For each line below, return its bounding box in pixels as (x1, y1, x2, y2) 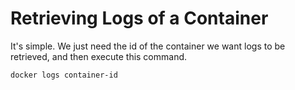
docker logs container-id (10, 70, 118, 80)
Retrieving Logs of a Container (10, 7, 269, 30)
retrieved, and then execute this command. (10, 50, 188, 62)
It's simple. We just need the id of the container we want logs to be (10, 40, 286, 52)
